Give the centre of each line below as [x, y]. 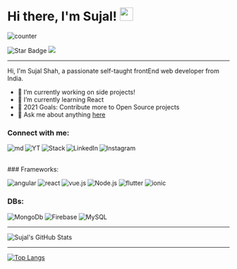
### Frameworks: [33, 169]
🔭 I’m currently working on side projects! [76, 92]
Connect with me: [38, 133]
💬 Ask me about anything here [61, 114]
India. [15, 78]
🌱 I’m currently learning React [61, 100]
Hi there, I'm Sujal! [62, 17]
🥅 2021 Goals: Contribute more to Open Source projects [98, 107]
